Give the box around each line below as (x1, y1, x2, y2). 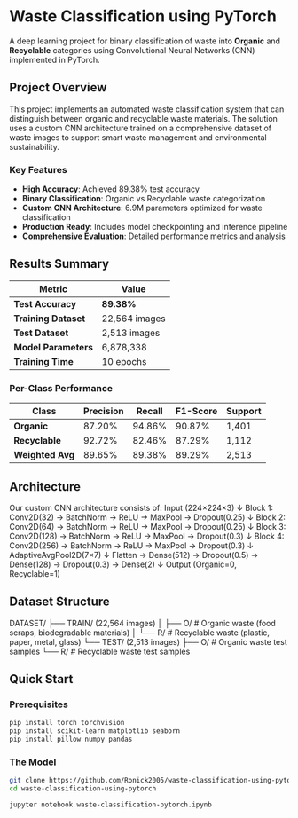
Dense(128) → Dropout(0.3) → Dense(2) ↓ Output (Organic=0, (9, 559, 238, 570)
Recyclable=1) (9, 568, 60, 578)
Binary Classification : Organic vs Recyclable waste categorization (21, 193, 266, 204)
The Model (9, 756, 57, 768)
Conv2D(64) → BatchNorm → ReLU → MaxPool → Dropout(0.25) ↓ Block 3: (9, 521, 286, 531)
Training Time (13, 355, 74, 367)
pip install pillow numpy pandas (9, 735, 133, 744)
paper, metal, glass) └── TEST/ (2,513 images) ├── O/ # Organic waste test (9, 636, 288, 647)
